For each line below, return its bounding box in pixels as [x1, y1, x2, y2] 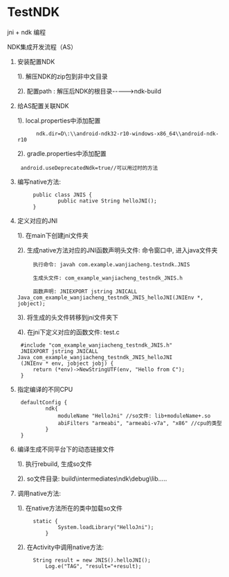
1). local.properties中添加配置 [17, 116, 101, 125]
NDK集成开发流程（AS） [7, 42, 77, 51]
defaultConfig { [20, 399, 68, 406]
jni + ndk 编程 [7, 28, 46, 36]
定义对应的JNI [17, 216, 58, 225]
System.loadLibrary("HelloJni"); [57, 524, 154, 531]
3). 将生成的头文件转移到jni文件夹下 [17, 313, 119, 321]
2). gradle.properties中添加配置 [17, 149, 107, 157]
